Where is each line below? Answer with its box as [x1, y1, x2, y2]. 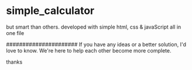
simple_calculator [6, 4, 95, 17]
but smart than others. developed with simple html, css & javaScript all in [6, 23, 181, 30]
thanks [6, 58, 23, 65]
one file [6, 29, 25, 36]
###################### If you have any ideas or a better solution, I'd [6, 41, 186, 48]
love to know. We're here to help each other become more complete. [6, 47, 172, 54]
